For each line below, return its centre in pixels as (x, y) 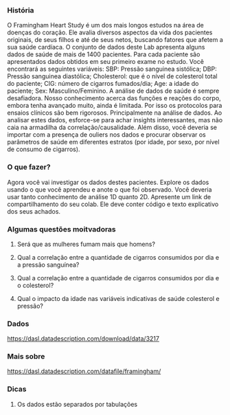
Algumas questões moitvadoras (62, 229)
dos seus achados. (34, 211)
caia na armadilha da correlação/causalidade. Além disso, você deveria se (112, 127)
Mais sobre (26, 357)
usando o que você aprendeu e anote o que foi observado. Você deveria (110, 189)
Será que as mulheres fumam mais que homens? (86, 244)
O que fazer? (29, 167)
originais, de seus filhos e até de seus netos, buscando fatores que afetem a (115, 40)
